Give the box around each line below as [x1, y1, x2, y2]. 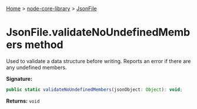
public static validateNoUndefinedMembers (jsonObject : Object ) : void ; [6, 87, 183, 93]
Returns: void [6, 97, 40, 104]
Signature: [6, 75, 32, 82]
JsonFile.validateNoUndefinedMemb [6, 26, 191, 39]
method [24, 38, 64, 52]
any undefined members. [6, 64, 67, 71]
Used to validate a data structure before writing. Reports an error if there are [6, 57, 191, 64]
